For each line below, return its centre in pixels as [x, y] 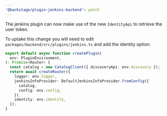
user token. [17, 29]
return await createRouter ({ [40, 72]
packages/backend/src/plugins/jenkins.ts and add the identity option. [78, 44]
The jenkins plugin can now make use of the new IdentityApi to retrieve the [84, 24]
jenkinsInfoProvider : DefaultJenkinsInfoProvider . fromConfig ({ [82, 81]
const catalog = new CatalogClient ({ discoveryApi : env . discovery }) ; [85, 67]
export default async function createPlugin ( [53, 53]
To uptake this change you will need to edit [50, 39]
